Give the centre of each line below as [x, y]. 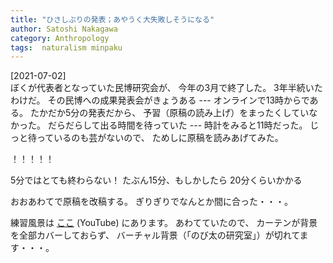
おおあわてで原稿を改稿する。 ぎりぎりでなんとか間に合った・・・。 [151, 202]
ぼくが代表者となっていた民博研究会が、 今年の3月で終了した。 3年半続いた [166, 88]
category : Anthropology [60, 38]
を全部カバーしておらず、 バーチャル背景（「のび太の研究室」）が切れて [155, 235]
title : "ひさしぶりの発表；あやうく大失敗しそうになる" [112, 19]
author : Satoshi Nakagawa [64, 29]
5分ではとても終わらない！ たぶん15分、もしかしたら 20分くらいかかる [156, 180]
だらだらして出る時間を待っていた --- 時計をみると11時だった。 [177, 125]
